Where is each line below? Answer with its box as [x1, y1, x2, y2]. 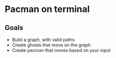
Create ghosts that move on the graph [12, 42, 91, 48]
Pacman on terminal [5, 3, 90, 15]
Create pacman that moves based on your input [12, 47, 111, 53]
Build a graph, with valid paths [12, 36, 75, 42]
